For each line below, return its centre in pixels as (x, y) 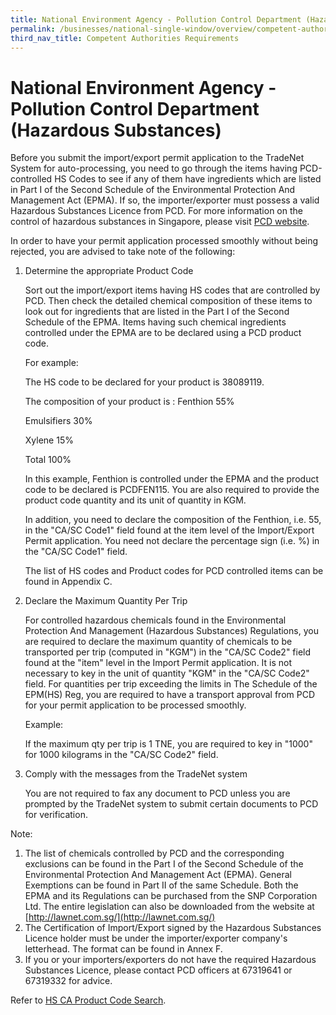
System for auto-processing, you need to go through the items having (154, 168)
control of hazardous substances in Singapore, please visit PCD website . (160, 222)
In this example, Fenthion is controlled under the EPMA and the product (171, 479)
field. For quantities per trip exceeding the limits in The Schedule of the (171, 684)
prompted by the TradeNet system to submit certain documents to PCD (171, 804)
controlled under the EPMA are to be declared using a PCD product (163, 333)
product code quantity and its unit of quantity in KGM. (135, 500)
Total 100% (48, 460)
